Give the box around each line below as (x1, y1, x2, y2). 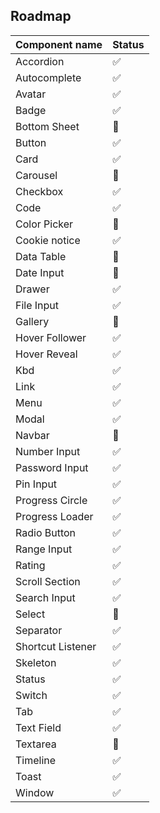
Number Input (15, 444, 81, 458)
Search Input (15, 590, 76, 604)
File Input (15, 298, 60, 312)
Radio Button (15, 525, 77, 539)
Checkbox (15, 184, 64, 198)
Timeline (15, 753, 57, 767)
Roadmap (10, 8, 72, 25)
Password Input (15, 460, 89, 474)
